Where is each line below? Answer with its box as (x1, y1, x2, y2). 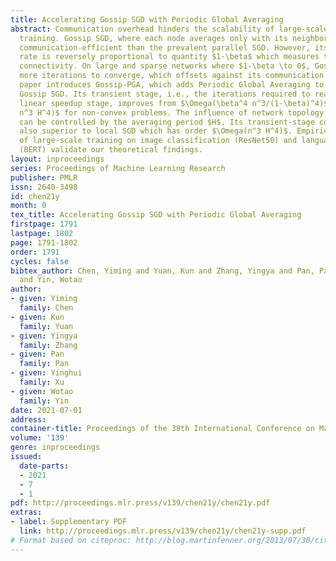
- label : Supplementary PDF (10, 517, 128, 527)
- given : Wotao (10, 386, 74, 396)
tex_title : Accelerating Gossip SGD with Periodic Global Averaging (10, 210, 302, 220)
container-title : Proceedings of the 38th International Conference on (10, 424, 315, 434)
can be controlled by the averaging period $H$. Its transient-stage (19, 117, 315, 127)
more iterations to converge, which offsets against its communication (19, 71, 325, 81)
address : (10, 414, 47, 425)
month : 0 (10, 201, 47, 211)
